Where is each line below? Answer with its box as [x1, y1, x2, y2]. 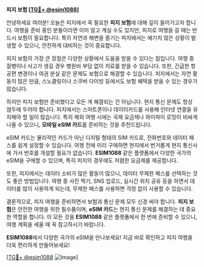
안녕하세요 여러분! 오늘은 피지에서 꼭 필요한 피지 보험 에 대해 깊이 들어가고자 [6, 19, 185, 26]
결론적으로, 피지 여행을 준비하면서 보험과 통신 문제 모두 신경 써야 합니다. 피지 [6, 198, 188, 205]
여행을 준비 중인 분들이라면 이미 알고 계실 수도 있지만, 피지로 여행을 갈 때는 [14, 27, 191, 34]
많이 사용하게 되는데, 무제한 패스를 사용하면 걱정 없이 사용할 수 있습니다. [22, 185, 193, 192]
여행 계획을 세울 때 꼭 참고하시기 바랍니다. [6, 221, 105, 228]
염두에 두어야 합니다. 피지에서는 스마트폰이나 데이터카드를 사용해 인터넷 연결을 [6, 106, 192, 113]
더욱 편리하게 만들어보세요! [6, 241, 70, 249]
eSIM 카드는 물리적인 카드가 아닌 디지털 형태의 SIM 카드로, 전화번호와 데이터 [6, 134, 188, 141]
